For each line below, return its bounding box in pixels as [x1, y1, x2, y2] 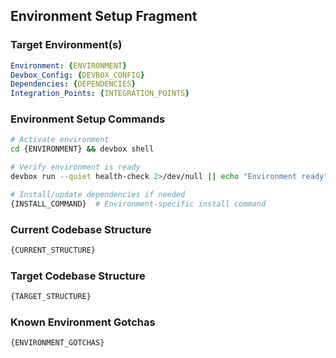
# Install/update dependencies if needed [10, 189, 186, 199]
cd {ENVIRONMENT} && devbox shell [10, 144, 155, 154]
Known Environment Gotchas [10, 315, 156, 329]
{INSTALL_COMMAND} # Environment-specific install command [10, 199, 267, 209]
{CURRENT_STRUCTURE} [10, 245, 97, 256]
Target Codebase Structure [10, 269, 146, 283]
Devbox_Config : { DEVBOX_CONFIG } [10, 70, 145, 80]
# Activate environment [10, 135, 110, 145]
